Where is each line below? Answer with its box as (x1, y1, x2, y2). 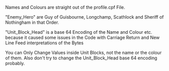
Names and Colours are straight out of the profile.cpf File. (5, 5, 125, 10)
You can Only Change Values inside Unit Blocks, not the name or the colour (5, 50, 162, 55)
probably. (5, 60, 25, 66)
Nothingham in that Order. (5, 20, 60, 25)
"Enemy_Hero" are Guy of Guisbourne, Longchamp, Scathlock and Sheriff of (5, 14, 164, 20)
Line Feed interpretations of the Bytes (5, 40, 84, 46)
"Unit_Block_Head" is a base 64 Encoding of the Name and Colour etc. (5, 29, 152, 35)
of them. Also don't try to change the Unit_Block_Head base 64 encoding (5, 55, 157, 61)
